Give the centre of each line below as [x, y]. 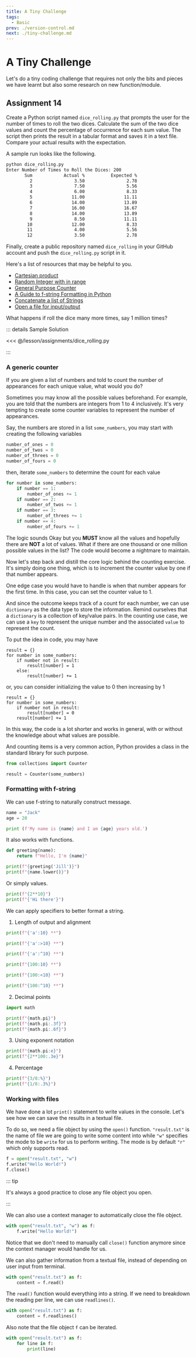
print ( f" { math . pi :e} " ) [34, 1051]
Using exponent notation [44, 1040]
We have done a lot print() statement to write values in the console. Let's [95, 1112]
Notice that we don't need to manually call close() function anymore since [96, 1242]
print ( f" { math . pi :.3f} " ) [36, 1024]
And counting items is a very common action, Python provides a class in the [97, 746]
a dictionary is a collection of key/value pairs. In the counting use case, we [97, 615]
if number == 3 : [37, 510]
